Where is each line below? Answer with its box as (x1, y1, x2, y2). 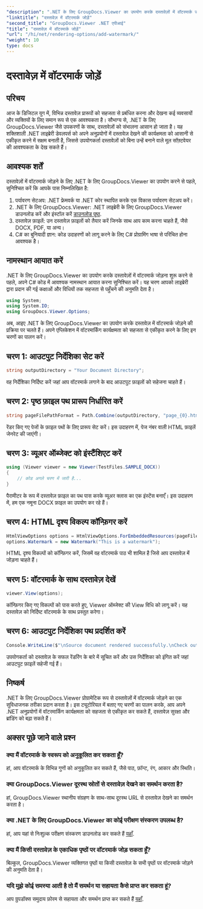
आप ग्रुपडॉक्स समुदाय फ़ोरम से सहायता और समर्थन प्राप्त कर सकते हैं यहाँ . (6, 896, 144, 903)
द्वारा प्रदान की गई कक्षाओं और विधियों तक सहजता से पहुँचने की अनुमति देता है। (6, 285, 155, 292)
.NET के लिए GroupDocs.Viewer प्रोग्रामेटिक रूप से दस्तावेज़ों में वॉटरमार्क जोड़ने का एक (6, 694, 182, 701)
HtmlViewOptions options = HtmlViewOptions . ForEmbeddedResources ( (6, 533, 177, 539)
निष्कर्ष (6, 678, 25, 689)
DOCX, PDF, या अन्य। (14, 224, 65, 231)
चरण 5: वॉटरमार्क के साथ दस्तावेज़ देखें (6, 574, 116, 584)
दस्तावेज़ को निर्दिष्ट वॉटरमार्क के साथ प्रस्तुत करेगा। (6, 608, 104, 616)
